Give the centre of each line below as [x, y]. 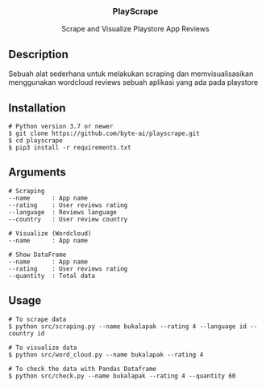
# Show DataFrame [37, 255]
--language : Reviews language [62, 212]
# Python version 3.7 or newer [61, 126]
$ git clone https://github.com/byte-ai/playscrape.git [104, 133]
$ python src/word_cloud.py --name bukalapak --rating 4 [106, 354]
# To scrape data [37, 319]
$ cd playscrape [35, 140]
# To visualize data [43, 348]
